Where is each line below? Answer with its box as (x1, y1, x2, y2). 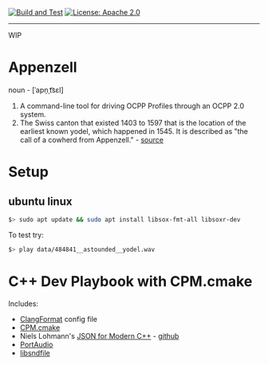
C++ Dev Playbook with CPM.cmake (8, 272, 253, 290)
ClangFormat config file (19, 314, 98, 324)
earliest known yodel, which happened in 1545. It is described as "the (19, 126, 249, 135)
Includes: (8, 299, 38, 308)
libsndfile (19, 347, 50, 358)
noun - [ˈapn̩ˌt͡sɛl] (8, 84, 64, 95)
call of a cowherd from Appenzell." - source (19, 135, 164, 144)
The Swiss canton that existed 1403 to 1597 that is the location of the (19, 118, 246, 128)
